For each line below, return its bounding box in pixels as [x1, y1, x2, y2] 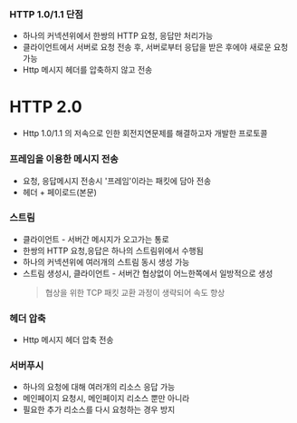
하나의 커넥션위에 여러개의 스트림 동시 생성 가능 [22, 256, 190, 267]
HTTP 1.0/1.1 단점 [9, 7, 84, 20]
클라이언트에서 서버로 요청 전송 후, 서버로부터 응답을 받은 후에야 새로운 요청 [22, 42, 289, 53]
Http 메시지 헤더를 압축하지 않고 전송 [22, 64, 153, 75]
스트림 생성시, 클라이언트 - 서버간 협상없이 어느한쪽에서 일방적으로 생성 [22, 268, 273, 279]
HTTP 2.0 [9, 97, 83, 117]
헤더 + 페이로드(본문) [22, 186, 98, 197]
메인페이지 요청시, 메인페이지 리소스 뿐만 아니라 [22, 393, 190, 404]
